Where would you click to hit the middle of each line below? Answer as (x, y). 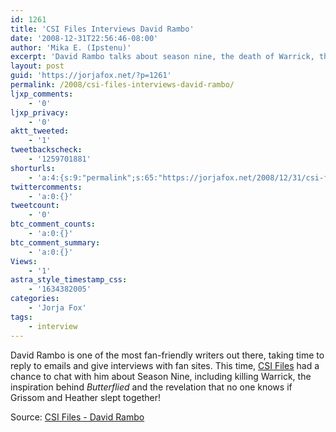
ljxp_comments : (42, 94)
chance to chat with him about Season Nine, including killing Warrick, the (161, 376)
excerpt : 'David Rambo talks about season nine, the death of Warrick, (162, 57)
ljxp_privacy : (40, 112)
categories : (35, 299)
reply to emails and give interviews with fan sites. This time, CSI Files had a (165, 365)
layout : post (37, 66)
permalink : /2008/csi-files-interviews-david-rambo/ (122, 85)
